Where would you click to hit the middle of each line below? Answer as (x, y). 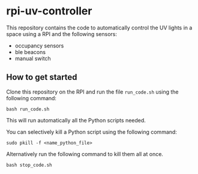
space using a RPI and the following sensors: (61, 34)
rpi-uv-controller (49, 11)
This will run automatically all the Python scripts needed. (76, 120)
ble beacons (30, 52)
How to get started (42, 77)
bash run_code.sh (28, 109)
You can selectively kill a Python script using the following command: (91, 132)
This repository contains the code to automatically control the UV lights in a (99, 28)
